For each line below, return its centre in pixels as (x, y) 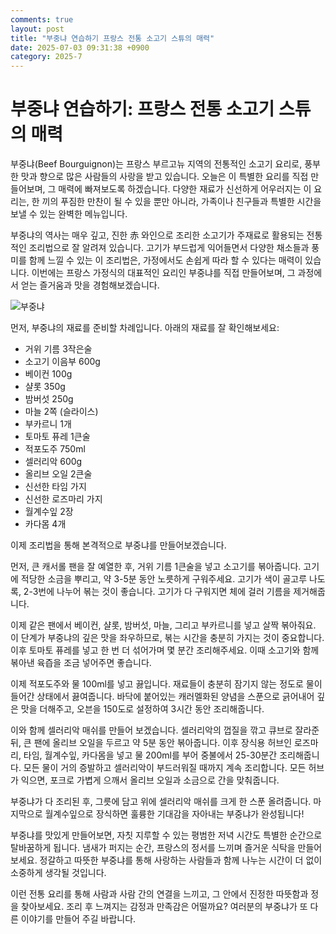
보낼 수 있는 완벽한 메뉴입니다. (69, 214)
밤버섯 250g (49, 399)
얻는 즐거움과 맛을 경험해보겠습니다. (90, 285)
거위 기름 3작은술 (58, 349)
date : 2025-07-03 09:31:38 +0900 (80, 47)
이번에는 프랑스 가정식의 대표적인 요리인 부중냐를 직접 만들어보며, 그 (163, 273)
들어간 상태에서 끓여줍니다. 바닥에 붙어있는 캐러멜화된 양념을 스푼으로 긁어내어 (162, 697)
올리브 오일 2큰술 (58, 474)
